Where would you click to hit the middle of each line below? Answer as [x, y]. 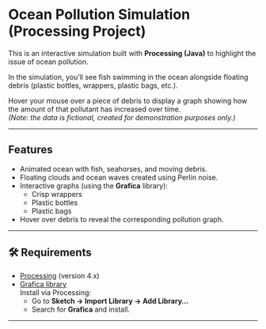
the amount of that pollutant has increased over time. [95, 109]
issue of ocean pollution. [48, 62]
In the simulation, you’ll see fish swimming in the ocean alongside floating [128, 77]
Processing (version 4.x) [60, 275]
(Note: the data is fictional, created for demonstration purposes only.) [122, 117]
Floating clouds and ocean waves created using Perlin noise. [119, 177]
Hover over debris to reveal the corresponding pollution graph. [122, 219]
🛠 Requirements [50, 253]
